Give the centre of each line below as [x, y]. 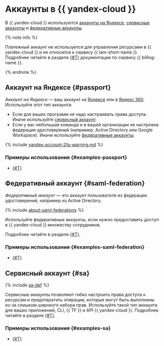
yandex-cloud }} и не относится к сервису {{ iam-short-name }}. [72, 52]
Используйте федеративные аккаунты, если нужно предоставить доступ [82, 219]
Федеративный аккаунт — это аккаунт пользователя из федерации [76, 195]
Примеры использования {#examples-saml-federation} [75, 247]
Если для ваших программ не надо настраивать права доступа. [80, 114]
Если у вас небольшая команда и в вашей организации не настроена [85, 124]
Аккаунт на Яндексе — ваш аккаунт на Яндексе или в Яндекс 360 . [75, 99]
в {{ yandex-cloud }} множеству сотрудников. [53, 225]
